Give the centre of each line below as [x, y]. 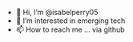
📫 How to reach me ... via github [71, 29]
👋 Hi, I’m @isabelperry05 [57, 12]
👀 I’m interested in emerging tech [71, 21]
